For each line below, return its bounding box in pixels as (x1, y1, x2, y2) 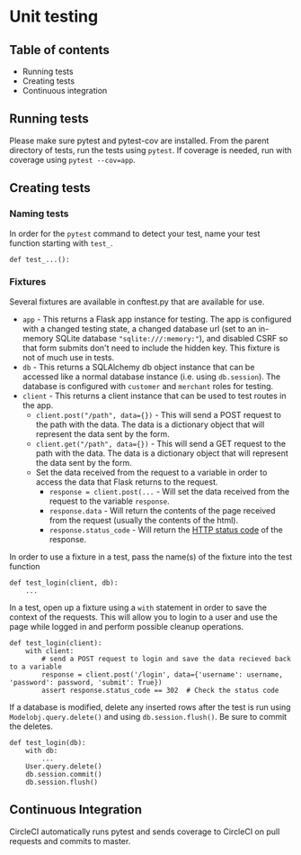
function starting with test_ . (9, 237, 113, 249)
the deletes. (9, 721, 54, 732)
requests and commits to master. (9, 835, 131, 846)
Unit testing (9, 6, 99, 27)
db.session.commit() (25, 769, 102, 778)
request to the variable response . (49, 496, 170, 506)
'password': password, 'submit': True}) (9, 678, 164, 687)
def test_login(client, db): (9, 578, 119, 587)
